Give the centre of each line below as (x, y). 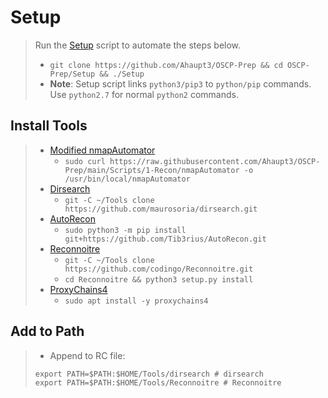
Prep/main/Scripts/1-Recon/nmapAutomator (152, 170)
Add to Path (47, 331)
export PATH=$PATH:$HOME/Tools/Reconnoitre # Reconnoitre (158, 382)
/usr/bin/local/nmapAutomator (127, 179)
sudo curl (85, 161)
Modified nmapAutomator (102, 150)
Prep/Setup (72, 74)
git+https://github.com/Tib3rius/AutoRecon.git (165, 239)
